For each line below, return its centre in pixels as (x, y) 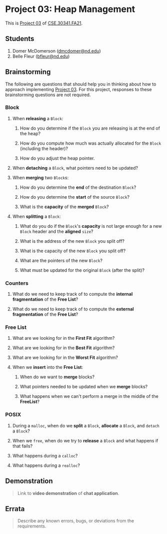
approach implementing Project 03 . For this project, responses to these (78, 89)
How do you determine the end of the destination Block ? (78, 187)
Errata (15, 509)
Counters (17, 283)
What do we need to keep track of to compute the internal (72, 294)
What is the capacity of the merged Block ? (64, 207)
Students (20, 39)
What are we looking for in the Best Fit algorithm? (63, 348)
